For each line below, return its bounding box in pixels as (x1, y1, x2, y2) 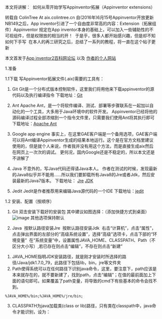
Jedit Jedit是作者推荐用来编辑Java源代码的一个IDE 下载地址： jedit (12, 188, 144, 194)
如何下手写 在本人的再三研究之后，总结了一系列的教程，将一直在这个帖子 (5, 39, 151, 45)
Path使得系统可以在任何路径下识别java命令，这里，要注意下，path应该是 (12, 266, 157, 271)
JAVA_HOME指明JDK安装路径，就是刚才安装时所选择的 (12, 254, 122, 259)
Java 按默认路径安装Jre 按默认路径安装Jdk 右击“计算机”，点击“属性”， (12, 225, 156, 231)
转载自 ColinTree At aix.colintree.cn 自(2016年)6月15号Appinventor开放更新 (5, 15, 154, 20)
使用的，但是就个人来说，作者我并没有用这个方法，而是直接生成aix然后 (12, 143, 154, 149)
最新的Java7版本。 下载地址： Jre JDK (16, 178, 93, 184)
